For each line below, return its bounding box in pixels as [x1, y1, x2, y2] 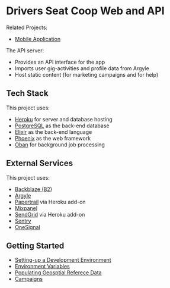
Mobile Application [14, 35, 61, 42]
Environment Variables [14, 263, 70, 270]
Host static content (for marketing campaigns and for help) [14, 71, 159, 78]
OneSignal [14, 223, 40, 230]
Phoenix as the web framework [14, 134, 91, 142]
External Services [6, 158, 73, 168]
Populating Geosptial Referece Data [14, 269, 102, 276]
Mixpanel [14, 204, 37, 212]
